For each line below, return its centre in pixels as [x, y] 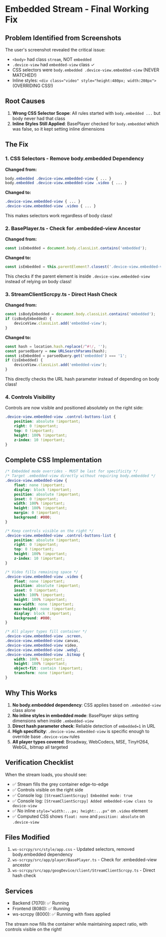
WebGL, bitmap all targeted [40, 747]
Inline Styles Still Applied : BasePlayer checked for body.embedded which [85, 123]
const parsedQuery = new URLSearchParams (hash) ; [56, 351]
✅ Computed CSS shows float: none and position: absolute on [78, 816]
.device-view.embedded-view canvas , [43, 641]
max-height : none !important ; [45, 609]
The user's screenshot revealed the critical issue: [55, 50]
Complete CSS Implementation [54, 460]
